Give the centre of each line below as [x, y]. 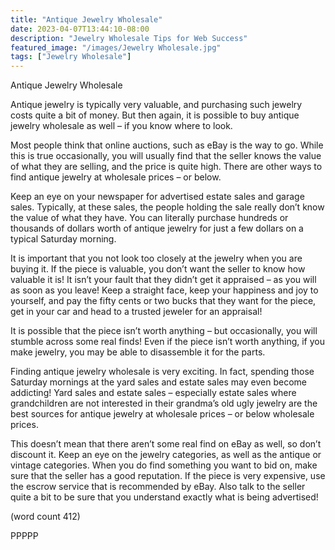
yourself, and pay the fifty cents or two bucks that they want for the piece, [163, 301]
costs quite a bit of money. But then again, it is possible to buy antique [155, 115]
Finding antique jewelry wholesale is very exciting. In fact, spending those [162, 372]
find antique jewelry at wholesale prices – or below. [116, 177]
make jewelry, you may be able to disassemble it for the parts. [138, 352]
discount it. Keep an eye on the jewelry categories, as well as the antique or [166, 455]
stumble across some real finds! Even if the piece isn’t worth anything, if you [167, 342]
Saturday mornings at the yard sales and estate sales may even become [158, 382]
